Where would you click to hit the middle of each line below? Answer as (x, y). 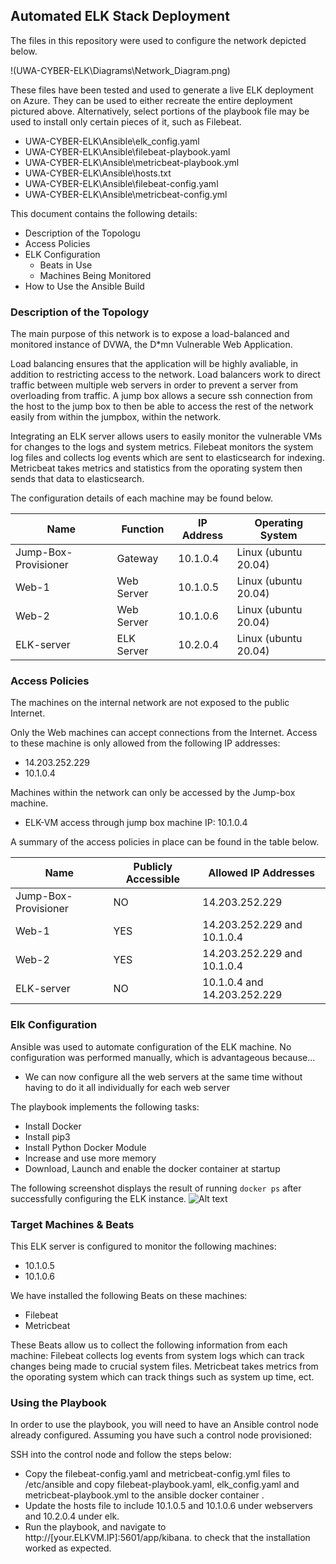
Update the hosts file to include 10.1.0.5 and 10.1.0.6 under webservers (168, 1506)
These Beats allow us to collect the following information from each (149, 1345)
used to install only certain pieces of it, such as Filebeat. (126, 121)
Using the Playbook (58, 1402)
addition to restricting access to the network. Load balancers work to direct (165, 375)
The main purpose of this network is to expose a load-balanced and (150, 334)
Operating (279, 523)
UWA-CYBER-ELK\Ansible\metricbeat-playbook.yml (132, 162)
